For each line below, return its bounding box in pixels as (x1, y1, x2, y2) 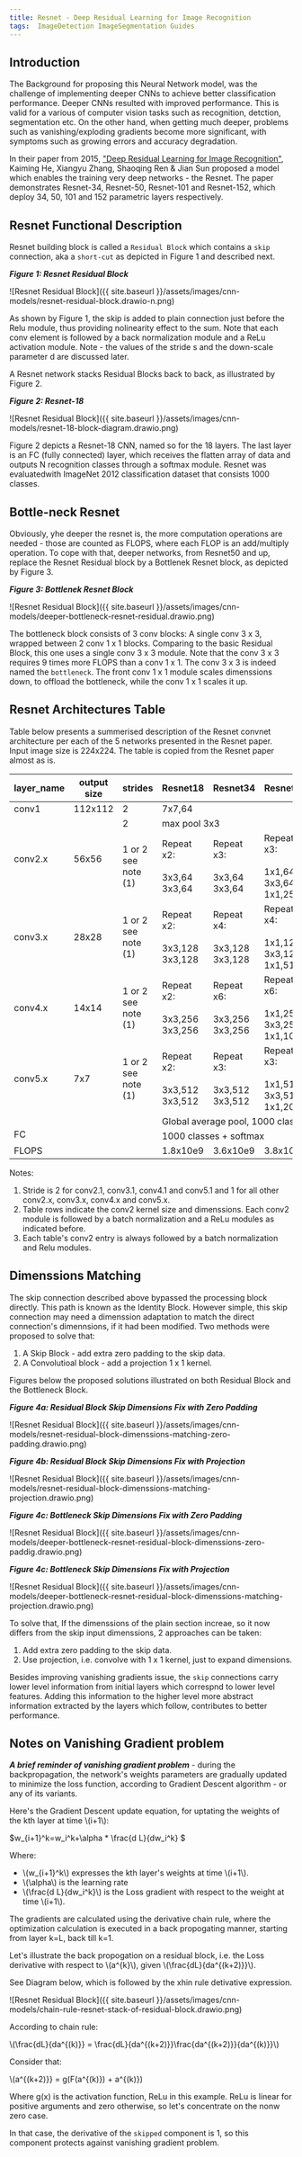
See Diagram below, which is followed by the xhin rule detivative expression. (9, 1977, 292, 1988)
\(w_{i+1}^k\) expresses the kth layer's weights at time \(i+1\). (22, 1867, 249, 1878)
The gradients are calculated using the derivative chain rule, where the (9, 1913, 271, 1925)
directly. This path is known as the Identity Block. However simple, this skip (9, 1302, 288, 1312)
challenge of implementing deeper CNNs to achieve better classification (9, 88, 276, 99)
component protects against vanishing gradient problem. (9, 2137, 220, 2148)
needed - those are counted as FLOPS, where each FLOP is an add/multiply (9, 537, 289, 549)
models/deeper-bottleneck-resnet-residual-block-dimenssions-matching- (9, 1590, 283, 1601)
